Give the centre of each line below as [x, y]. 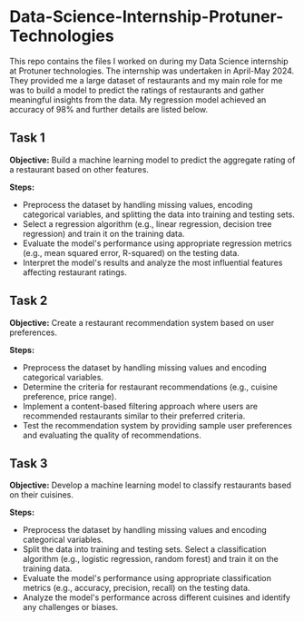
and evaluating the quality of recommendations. [112, 435]
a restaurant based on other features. [79, 169]
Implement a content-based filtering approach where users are [140, 406]
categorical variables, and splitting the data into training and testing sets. [158, 214]
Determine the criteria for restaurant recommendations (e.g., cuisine [150, 387]
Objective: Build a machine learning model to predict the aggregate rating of [152, 160]
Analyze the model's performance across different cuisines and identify [156, 597]
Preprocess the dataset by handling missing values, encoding [137, 204]
